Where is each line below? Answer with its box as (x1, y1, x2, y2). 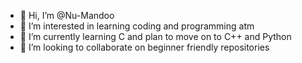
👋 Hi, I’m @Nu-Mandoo (19, 10, 115, 21)
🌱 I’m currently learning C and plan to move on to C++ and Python (19, 31, 292, 42)
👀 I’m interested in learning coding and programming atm (19, 20, 255, 32)
